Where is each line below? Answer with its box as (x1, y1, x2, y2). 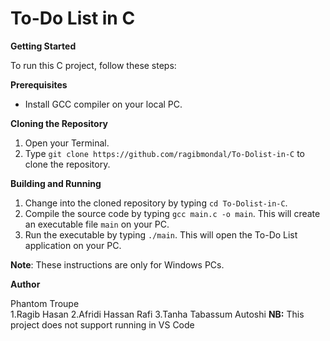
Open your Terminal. (24, 137, 110, 149)
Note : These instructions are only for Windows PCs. (10, 258, 225, 271)
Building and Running (10, 177, 102, 189)
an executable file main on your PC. (24, 218, 170, 230)
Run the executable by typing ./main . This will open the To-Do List (24, 228, 298, 241)
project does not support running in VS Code (10, 318, 195, 331)
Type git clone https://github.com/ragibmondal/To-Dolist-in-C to (24, 147, 306, 159)
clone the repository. (24, 158, 111, 170)
